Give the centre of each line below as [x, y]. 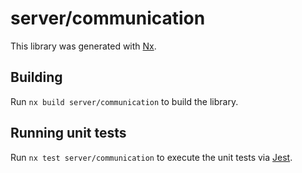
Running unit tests [68, 133]
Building [36, 77]
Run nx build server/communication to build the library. [124, 101]
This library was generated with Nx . [83, 46]
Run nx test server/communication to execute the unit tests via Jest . [151, 157]
